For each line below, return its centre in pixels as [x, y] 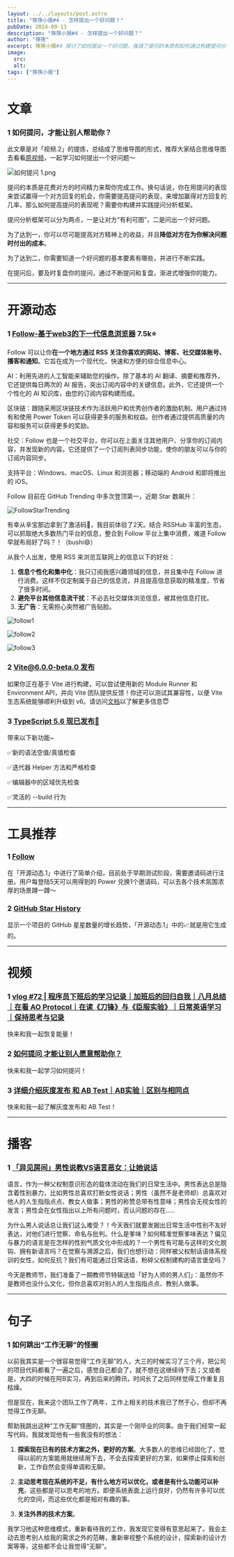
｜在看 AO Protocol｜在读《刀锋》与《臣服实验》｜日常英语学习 [114, 1007]
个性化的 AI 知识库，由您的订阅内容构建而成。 [73, 393]
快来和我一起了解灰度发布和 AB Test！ [62, 1107]
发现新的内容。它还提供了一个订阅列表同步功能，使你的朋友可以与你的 [126, 449]
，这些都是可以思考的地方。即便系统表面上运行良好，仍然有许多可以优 [124, 1490]
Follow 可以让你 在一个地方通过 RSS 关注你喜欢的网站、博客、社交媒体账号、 [116, 353]
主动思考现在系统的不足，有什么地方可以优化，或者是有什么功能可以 [115, 1482]
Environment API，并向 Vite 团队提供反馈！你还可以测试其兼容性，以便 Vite [115, 693]
